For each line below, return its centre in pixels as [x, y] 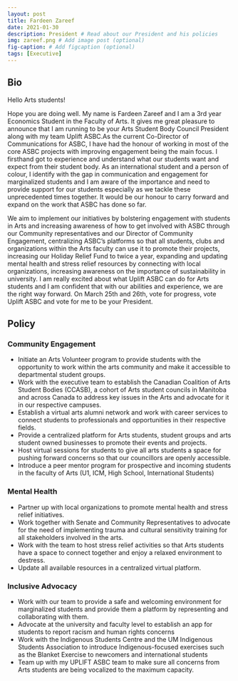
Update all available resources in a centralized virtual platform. [109, 568]
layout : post [27, 14]
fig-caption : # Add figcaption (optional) [71, 47]
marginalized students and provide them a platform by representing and [123, 609]
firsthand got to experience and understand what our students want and [113, 159]
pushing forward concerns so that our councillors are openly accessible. [124, 458]
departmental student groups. [61, 375]
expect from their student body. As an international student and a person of [118, 166]
